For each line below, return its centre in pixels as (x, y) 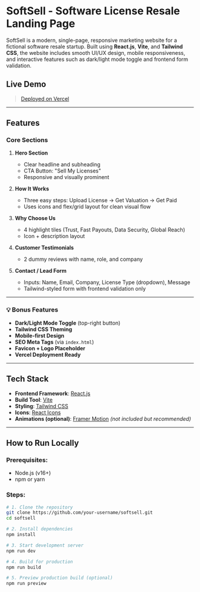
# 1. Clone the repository (40, 507)
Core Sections (27, 140)
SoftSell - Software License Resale (93, 11)
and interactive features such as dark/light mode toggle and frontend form (97, 59)
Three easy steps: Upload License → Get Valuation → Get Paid (100, 201)
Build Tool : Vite (34, 400)
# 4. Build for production (40, 562)
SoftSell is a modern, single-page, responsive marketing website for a (92, 40)
